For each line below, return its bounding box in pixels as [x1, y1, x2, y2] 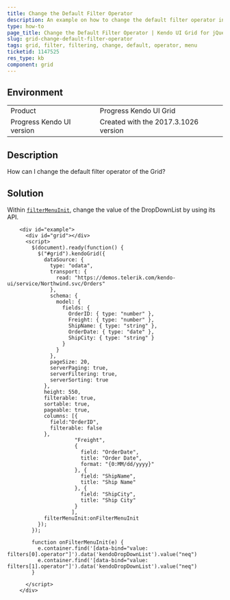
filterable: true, [43, 395, 97, 402]
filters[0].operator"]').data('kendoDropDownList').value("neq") [7, 551, 197, 558]
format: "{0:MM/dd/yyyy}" [80, 461, 155, 468]
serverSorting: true [50, 377, 109, 384]
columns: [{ [43, 413, 78, 420]
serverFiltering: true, [50, 370, 118, 378]
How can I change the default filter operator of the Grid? [7, 168, 166, 176]
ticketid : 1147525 [7, 49, 60, 56]
